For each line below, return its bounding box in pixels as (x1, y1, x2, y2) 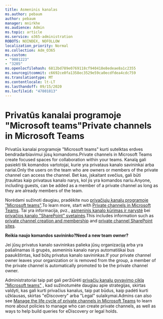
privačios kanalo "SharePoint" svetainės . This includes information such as (5, 213, 154, 219)
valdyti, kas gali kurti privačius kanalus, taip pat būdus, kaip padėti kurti (5, 288, 148, 294)
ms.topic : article (5, 30, 42, 35)
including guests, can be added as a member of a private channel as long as (5, 183, 158, 188)
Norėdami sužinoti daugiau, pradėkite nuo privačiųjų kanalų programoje (5, 197, 148, 203)
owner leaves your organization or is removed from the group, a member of (5, 258, 156, 263)
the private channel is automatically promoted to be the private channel (5, 263, 148, 268)
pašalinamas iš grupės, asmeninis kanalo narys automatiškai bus (5, 247, 135, 253)
